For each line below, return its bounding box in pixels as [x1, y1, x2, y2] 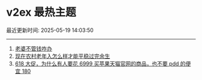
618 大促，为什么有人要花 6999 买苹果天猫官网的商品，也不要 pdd [14, 60, 179, 67]
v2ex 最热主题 [6, 5, 76, 19]
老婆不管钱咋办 [14, 45, 52, 52]
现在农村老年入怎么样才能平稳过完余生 [14, 52, 110, 60]
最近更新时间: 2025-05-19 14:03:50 [6, 26, 94, 34]
